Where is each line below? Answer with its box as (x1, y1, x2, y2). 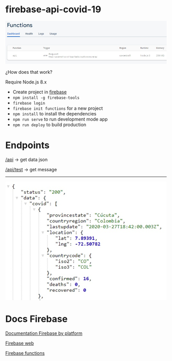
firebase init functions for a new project (12, 105, 103, 111)
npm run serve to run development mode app (12, 116, 108, 122)
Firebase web (5, 340, 34, 346)
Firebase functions (5, 350, 45, 356)
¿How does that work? (5, 69, 53, 75)
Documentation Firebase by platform (5, 330, 83, 336)
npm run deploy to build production (12, 122, 87, 128)
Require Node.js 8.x (5, 79, 47, 85)
